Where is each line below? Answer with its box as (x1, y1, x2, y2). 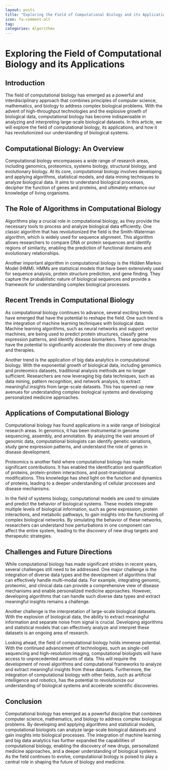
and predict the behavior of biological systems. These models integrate (5, 501, 153, 507)
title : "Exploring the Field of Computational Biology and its (5, 12, 141, 17)
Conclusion (5, 697, 42, 706)
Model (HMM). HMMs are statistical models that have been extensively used (5, 265, 163, 271)
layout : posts (5, 7, 35, 13)
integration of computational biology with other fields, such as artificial (5, 672, 152, 678)
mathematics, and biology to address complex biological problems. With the (5, 103, 162, 109)
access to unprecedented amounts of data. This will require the (5, 656, 137, 662)
